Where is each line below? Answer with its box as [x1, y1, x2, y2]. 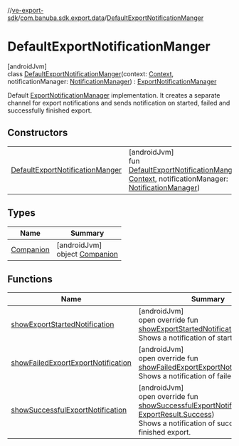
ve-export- [11, 6, 44, 14]
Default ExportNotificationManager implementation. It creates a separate [7, 90, 221, 99]
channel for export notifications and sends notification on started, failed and [7, 98, 230, 107]
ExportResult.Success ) [138, 410, 215, 420]
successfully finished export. [7, 106, 92, 115]
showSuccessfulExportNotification [11, 405, 127, 415]
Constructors [7, 127, 68, 139]
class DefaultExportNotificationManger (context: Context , [7, 69, 174, 78]
